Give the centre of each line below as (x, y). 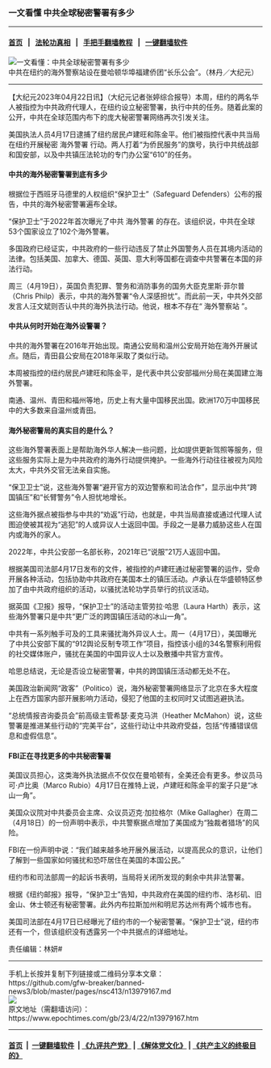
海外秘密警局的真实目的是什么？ (61, 430)
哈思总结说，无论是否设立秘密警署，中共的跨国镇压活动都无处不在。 (121, 671)
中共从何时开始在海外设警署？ (58, 326)
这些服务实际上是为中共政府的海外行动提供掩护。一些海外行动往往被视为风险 (135, 460)
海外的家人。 (44, 534)
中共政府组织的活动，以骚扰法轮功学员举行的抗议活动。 (121, 589)
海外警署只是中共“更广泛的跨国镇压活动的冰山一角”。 (103, 617)
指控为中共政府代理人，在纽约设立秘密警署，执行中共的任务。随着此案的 (142, 107)
